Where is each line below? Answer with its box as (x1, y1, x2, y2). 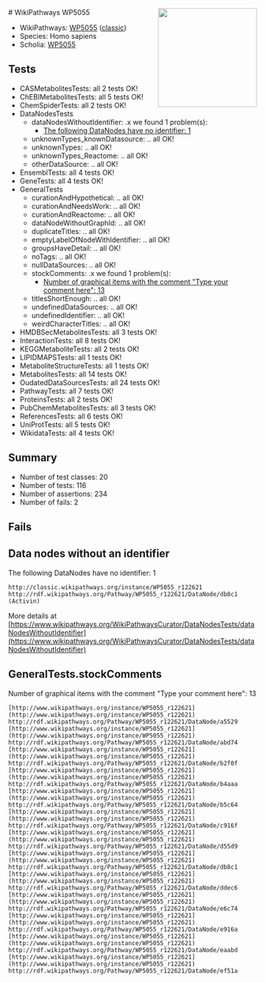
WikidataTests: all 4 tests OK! (19, 428, 114, 437)
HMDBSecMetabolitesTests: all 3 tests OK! (19, 327, 158, 337)
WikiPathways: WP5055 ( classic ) (19, 23, 127, 32)
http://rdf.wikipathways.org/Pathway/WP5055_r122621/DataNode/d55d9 (8, 842, 238, 850)
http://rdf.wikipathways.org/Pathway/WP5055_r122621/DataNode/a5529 (8, 717, 238, 726)
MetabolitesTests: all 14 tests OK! (19, 369, 128, 379)
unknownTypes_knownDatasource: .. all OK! (31, 134, 175, 143)
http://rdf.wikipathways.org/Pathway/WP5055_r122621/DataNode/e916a (8, 925, 238, 933)
